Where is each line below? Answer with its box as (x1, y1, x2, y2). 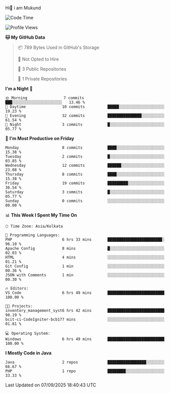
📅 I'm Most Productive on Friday (5, 135, 75, 141)
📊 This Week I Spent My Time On (5, 212, 77, 218)
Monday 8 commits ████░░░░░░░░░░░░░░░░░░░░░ (5, 145, 165, 150)
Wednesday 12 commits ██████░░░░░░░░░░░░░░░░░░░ (5, 163, 165, 168)
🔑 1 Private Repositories (17, 76, 67, 82)
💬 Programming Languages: (5, 233, 60, 238)
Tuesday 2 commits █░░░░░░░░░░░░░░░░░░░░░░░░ (5, 154, 165, 159)
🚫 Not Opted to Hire (17, 56, 59, 62)
